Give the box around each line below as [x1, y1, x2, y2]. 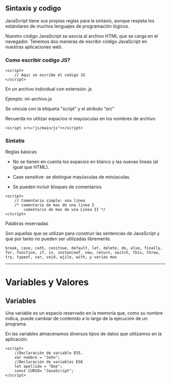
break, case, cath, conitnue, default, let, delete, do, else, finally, [5, 246, 163, 251]
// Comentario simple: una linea [14, 198, 85, 203]
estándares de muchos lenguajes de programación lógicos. [5, 23, 130, 29]
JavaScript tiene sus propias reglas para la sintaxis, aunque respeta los [5, 17, 155, 23]
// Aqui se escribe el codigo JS [14, 72, 85, 78]
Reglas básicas [5, 149, 37, 155]
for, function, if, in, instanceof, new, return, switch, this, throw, [5, 250, 160, 256]
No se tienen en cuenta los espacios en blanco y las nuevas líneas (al [12, 159, 159, 165]
